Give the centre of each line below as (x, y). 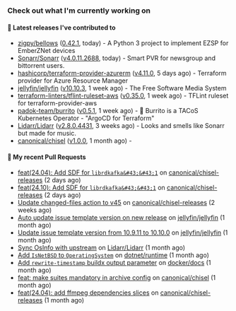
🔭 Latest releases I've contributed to (61, 28)
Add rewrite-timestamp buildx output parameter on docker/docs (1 (114, 263)
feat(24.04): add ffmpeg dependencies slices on (88, 293)
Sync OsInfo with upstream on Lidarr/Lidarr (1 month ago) (101, 248)
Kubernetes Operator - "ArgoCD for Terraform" (86, 118)
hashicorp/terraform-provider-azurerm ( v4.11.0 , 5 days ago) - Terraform (122, 74)
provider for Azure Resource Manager (73, 81)
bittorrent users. (41, 66)
